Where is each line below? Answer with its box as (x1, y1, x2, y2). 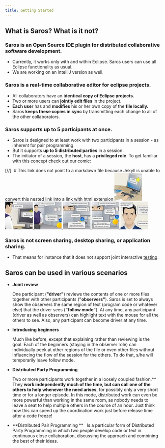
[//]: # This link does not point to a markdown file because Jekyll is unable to (5, 167, 160, 173)
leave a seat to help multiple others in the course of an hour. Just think (12, 402, 155, 408)
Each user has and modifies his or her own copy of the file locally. (12, 103, 149, 109)
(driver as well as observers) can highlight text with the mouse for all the (12, 312, 159, 318)
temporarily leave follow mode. (12, 357, 75, 363)
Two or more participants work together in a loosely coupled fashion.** (12, 376, 156, 382)
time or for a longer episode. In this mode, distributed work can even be (12, 392, 158, 398)
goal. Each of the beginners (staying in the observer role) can (12, 342, 137, 348)
